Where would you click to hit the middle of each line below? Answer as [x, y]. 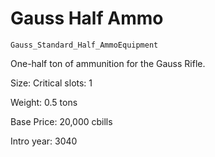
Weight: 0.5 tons [44, 102]
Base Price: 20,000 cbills [61, 121]
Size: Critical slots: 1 [51, 83]
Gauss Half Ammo [87, 18]
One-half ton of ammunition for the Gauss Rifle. [108, 63]
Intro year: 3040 [44, 141]
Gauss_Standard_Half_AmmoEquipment [84, 45]
